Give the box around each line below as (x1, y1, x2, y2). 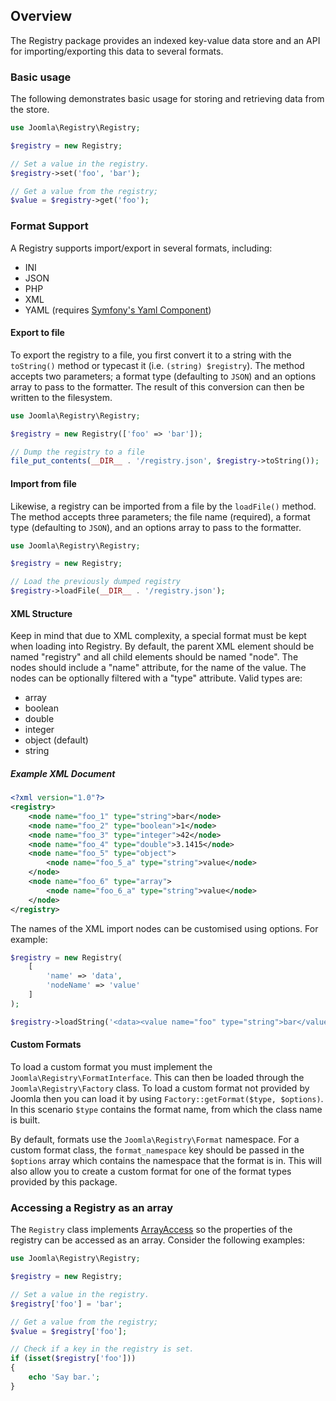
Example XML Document (10, 767, 116, 779)
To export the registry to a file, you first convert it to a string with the (10, 349, 292, 361)
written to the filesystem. (10, 391, 113, 403)
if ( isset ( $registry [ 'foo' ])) (10, 1354, 137, 1364)
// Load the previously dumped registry (10, 577, 182, 587)
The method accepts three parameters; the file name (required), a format (10, 510, 311, 523)
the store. (10, 104, 50, 116)
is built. (10, 1114, 41, 1126)
